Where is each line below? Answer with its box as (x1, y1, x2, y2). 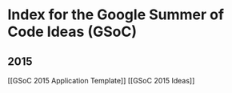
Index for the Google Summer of (7, 6, 225, 24)
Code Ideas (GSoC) (7, 22, 138, 41)
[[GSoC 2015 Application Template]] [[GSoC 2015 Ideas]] (7, 76, 195, 85)
